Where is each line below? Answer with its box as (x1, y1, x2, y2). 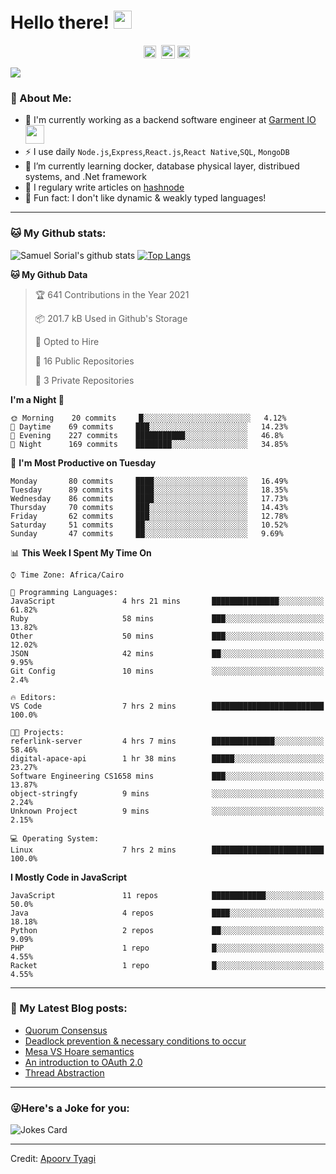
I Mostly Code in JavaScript (10, 871, 128, 883)
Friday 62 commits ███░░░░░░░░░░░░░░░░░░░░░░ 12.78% (10, 511, 288, 521)
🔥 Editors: (10, 692, 57, 702)
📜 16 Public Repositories (34, 355, 135, 367)
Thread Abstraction (24, 1066, 105, 1079)
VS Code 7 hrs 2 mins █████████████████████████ (10, 701, 325, 711)
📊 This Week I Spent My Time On (10, 546, 152, 559)
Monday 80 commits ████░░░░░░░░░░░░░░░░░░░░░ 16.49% (10, 476, 288, 486)
